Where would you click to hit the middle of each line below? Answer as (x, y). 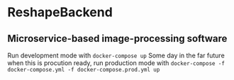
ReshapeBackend (60, 12)
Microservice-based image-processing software (117, 39)
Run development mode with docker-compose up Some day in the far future (116, 55)
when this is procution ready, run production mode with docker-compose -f (116, 63)
